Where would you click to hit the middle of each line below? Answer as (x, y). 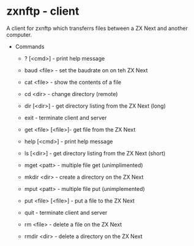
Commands (30, 47)
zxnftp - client (43, 11)
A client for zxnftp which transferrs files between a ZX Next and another (97, 28)
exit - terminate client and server (65, 117)
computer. (19, 34)
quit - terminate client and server (66, 212)
